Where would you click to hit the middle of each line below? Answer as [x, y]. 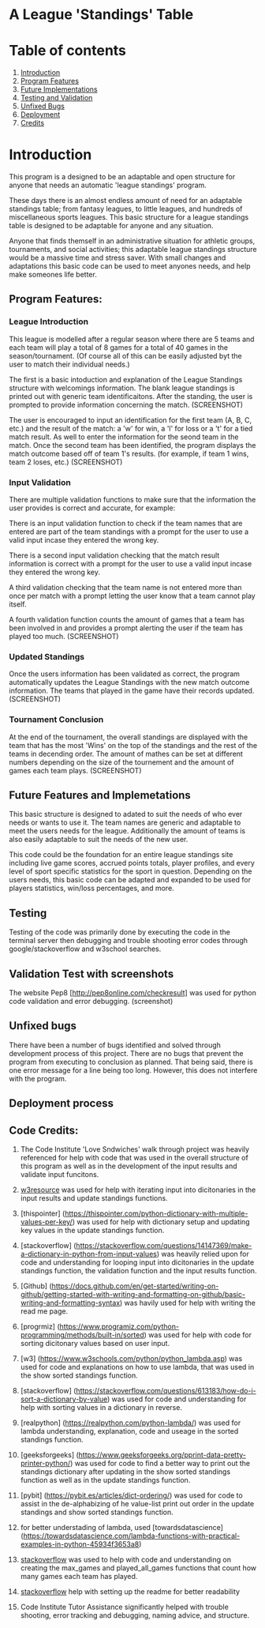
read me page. [44, 1311]
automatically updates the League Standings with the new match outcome [129, 682]
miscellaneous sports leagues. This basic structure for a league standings [129, 217]
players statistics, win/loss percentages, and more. [91, 888]
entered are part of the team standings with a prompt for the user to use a [129, 532]
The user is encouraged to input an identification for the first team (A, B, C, [131, 419]
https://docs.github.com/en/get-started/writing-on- [135, 1286]
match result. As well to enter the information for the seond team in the [124, 437]
